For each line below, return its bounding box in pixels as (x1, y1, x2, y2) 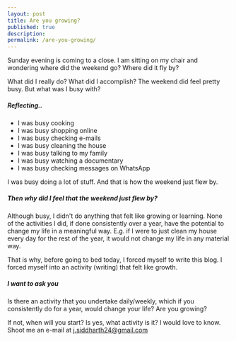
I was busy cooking (17, 119, 74, 127)
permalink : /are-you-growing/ (7, 37, 97, 44)
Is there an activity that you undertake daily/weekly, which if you (7, 297, 194, 306)
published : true (7, 23, 55, 30)
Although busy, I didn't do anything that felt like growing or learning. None (7, 212, 223, 220)
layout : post (7, 10, 46, 18)
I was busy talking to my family (17, 149, 108, 158)
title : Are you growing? (7, 17, 81, 24)
